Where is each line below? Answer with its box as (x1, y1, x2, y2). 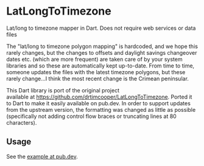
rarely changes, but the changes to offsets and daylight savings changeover (6, 49, 197, 56)
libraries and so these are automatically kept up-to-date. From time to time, (6, 62, 195, 69)
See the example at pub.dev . (6, 153, 78, 160)
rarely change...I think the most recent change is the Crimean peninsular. (6, 75, 189, 82)
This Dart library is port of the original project (6, 86, 120, 94)
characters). (6, 119, 37, 126)
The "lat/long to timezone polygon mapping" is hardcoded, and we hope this (6, 43, 198, 50)
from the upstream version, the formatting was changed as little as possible (6, 106, 196, 113)
